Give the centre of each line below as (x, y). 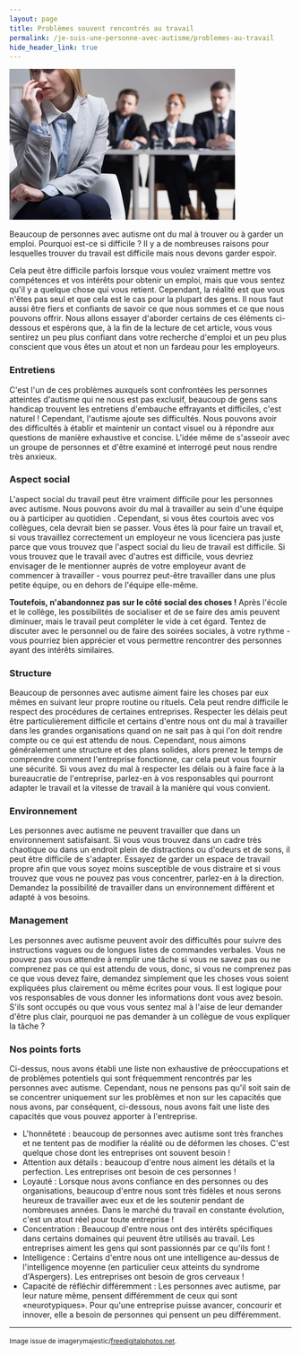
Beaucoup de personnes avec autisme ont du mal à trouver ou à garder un (146, 234)
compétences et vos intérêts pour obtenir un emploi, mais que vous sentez (147, 280)
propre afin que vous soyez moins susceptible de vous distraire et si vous (145, 869)
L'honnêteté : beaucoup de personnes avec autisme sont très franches (153, 1134)
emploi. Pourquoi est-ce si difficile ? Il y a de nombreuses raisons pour (139, 244)
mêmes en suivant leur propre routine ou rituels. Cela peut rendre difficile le (149, 702)
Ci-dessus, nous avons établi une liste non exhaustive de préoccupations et (149, 1069)
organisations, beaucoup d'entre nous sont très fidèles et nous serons (152, 1191)
